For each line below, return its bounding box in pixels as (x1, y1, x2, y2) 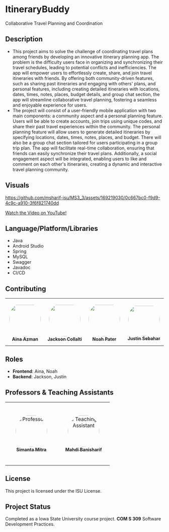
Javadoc (12, 264, 31, 271)
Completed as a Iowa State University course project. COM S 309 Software (5, 516, 161, 522)
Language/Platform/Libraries (5, 224, 98, 233)
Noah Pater (92, 336, 117, 342)
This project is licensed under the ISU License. (5, 488, 102, 494)
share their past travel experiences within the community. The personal (12, 123, 160, 129)
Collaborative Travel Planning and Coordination (5, 20, 103, 26)
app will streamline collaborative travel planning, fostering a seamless (12, 96, 157, 103)
